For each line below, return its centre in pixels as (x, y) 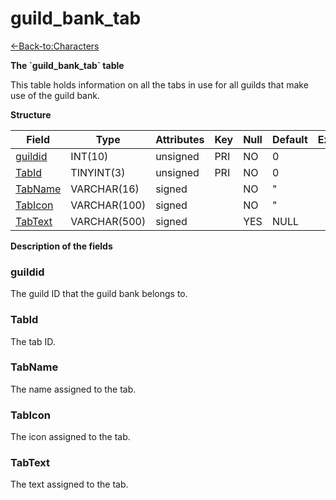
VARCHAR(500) (108, 221)
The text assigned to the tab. (69, 484)
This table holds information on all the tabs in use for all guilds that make (159, 84)
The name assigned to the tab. (73, 389)
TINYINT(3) (98, 172)
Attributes (180, 139)
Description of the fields (61, 246)
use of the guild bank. (55, 95)
